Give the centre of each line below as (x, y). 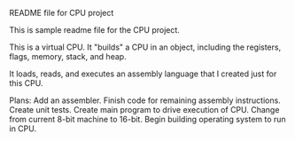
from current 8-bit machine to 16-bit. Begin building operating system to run (147, 119)
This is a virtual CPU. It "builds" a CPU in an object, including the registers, (145, 47)
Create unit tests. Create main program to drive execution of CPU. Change (144, 110)
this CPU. (26, 83)
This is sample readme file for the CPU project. (94, 30)
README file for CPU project (62, 13)
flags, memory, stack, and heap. (68, 56)
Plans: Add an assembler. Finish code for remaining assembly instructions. (145, 100)
